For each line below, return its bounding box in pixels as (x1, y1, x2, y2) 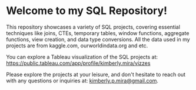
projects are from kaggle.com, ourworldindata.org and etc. (6, 42, 148, 49)
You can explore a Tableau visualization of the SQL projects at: (6, 53, 158, 60)
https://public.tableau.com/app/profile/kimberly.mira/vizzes (6, 60, 151, 67)
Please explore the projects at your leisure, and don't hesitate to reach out (6, 71, 186, 78)
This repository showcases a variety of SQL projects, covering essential (6, 23, 181, 30)
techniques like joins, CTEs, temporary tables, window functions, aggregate (6, 29, 190, 36)
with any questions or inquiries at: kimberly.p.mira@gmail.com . (6, 77, 159, 84)
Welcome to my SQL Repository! (6, 4, 168, 18)
